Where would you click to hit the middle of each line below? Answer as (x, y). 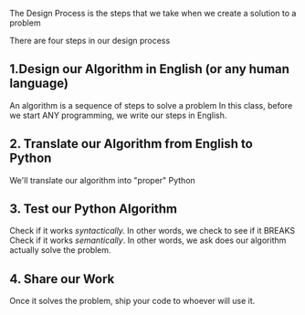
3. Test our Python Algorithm (94, 209)
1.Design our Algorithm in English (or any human (150, 69)
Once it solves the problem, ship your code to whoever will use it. (132, 301)
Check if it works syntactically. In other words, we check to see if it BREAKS (152, 231)
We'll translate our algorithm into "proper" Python (103, 180)
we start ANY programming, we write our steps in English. (118, 115)
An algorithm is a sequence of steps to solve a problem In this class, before (151, 105)
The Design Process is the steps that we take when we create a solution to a (153, 13)
